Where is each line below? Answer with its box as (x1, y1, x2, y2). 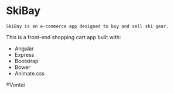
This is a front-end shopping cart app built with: (6, 33, 121, 40)
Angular (14, 45, 34, 52)
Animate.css (14, 70, 45, 77)
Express (14, 51, 35, 58)
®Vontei (6, 81, 25, 88)
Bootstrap (14, 57, 39, 64)
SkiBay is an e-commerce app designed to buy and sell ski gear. (6, 23, 169, 29)
